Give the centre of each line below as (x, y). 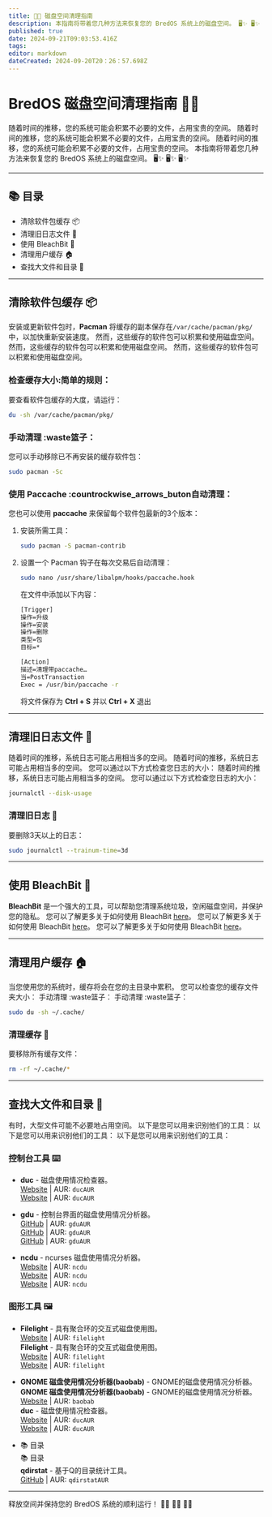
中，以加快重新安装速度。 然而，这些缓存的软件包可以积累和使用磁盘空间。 (134, 337)
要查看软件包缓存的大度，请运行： (65, 399)
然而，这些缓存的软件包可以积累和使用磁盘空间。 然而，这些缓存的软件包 (130, 347)
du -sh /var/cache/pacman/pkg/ (61, 415)
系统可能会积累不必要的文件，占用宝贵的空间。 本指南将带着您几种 (147, 148)
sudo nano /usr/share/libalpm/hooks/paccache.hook (107, 578)
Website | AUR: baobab (57, 1401)
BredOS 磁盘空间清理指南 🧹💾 (104, 104)
